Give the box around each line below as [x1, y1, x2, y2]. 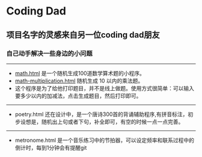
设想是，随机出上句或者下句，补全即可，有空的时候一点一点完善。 [20, 118, 184, 125]
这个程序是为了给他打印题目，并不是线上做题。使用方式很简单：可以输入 [14, 84, 194, 91]
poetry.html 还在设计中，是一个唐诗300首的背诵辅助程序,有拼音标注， [14, 110, 188, 118]
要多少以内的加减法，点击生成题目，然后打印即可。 [14, 92, 142, 99]
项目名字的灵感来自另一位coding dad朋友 [6, 29, 161, 40]
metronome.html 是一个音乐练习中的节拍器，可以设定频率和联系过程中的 [14, 137, 194, 144]
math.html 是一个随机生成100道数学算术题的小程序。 [14, 69, 145, 76]
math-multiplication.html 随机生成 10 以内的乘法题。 [14, 77, 144, 84]
